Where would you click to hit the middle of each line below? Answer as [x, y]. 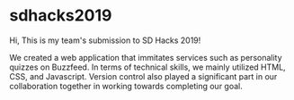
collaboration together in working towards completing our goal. [126, 86]
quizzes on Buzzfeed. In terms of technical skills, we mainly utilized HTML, [147, 67]
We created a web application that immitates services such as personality [146, 57]
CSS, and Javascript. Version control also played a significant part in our [143, 76]
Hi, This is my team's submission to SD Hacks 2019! [105, 40]
